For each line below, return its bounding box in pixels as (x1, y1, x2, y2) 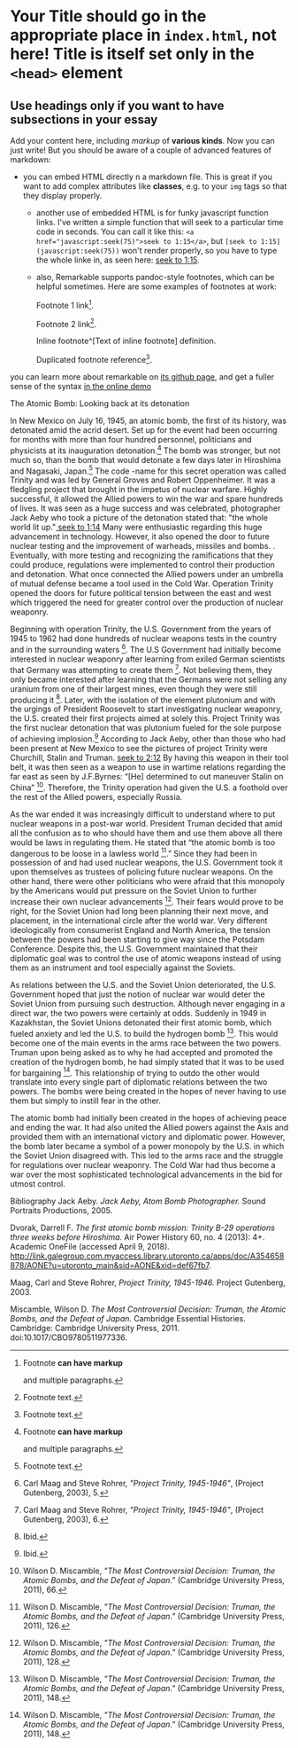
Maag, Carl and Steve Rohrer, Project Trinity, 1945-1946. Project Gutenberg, (10, 1277, 286, 1288)
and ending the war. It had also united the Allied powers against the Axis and (10, 1122, 289, 1133)
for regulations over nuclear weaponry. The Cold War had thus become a (10, 1160, 276, 1171)
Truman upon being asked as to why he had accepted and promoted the (10, 1046, 273, 1057)
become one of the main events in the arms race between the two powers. (10, 1038, 282, 1048)
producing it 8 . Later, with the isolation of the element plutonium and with (10, 693, 276, 705)
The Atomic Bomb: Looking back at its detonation (10, 397, 190, 409)
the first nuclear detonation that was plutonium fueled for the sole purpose (10, 723, 282, 733)
